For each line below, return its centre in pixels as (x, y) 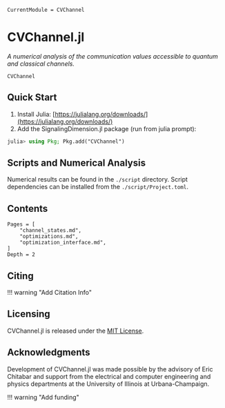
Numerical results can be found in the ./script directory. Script (98, 179)
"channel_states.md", (50, 231)
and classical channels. (41, 64)
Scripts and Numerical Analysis (77, 163)
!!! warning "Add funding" (43, 397)
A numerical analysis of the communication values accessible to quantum (113, 56)
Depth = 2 (21, 255)
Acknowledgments (49, 352)
